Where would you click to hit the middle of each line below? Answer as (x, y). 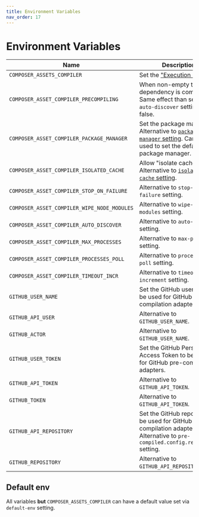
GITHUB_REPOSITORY (35, 463)
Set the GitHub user (166, 289)
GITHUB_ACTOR (28, 335)
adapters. (152, 370)
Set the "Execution (165, 75)
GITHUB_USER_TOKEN (35, 359)
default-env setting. (31, 508)
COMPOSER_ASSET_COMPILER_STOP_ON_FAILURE (68, 191)
